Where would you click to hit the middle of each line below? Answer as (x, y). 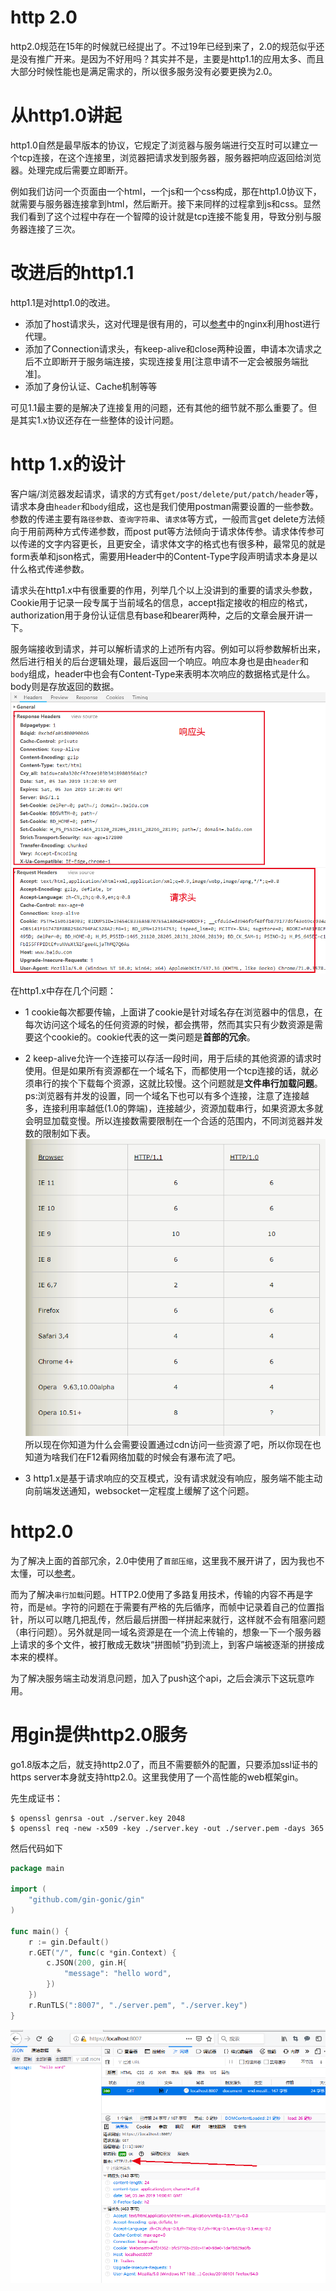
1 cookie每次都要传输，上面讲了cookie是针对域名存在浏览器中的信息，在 (173, 1012)
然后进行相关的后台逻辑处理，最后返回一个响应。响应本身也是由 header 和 (159, 661)
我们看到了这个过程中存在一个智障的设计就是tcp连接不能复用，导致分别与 (161, 216)
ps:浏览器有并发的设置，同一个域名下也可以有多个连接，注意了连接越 (167, 1096)
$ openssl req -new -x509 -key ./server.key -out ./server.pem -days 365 (167, 1828)
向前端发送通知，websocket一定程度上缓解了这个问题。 (139, 1490)
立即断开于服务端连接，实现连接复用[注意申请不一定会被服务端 (171, 361)
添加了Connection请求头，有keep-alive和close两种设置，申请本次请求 (169, 348)
